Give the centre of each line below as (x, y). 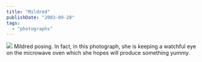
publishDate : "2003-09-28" (40, 17)
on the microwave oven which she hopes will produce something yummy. (98, 53)
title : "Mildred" (28, 12)
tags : (13, 23)
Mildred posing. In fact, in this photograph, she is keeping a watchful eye (105, 46)
